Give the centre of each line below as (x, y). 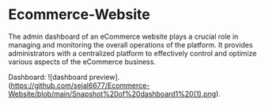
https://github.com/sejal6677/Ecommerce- (80, 85)
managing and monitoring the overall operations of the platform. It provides (131, 44)
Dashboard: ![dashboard (48, 77)
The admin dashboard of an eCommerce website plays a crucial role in (123, 36)
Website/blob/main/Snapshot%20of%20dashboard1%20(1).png (112, 93)
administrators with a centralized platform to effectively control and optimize (132, 53)
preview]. (104, 77)
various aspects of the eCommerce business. (82, 62)
